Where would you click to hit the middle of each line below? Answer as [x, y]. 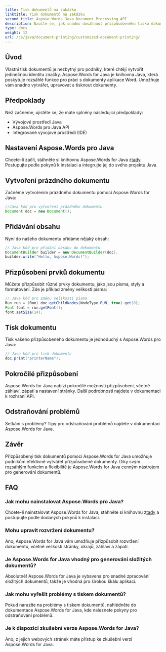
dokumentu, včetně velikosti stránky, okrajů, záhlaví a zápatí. [67, 546]
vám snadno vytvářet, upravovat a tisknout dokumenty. [61, 85]
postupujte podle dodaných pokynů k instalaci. [53, 518]
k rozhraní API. [20, 396]
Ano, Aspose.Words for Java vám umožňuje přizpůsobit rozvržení [72, 541]
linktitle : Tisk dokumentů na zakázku [45, 14]
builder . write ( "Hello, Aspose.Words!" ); [47, 257]
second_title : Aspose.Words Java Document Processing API [66, 19]
